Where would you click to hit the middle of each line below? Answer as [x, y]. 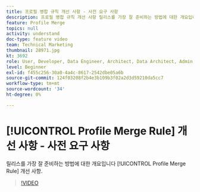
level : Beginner [26, 67]
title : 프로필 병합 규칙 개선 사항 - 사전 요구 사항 [62, 12]
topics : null [22, 28]
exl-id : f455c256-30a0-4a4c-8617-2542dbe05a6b [65, 73]
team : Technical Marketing [40, 45]
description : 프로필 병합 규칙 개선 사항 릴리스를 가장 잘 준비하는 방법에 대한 [92, 17]
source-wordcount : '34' [36, 89]
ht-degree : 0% [24, 95]
